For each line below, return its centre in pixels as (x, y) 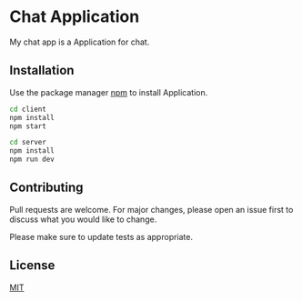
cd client (28, 109)
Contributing (46, 188)
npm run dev (32, 160)
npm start (28, 126)
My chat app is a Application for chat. (80, 42)
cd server (28, 143)
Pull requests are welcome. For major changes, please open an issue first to (151, 209)
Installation (42, 70)
